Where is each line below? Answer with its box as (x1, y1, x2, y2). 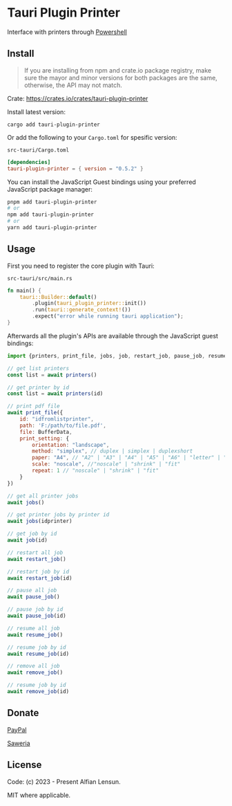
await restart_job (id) (7, 574, 72, 582)
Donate (7, 707, 39, 719)
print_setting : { (19, 434, 70, 442)
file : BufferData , (19, 428, 72, 435)
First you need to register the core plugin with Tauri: (7, 262, 155, 270)
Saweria (7, 739, 30, 747)
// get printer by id (7, 384, 70, 391)
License (7, 759, 42, 771)
